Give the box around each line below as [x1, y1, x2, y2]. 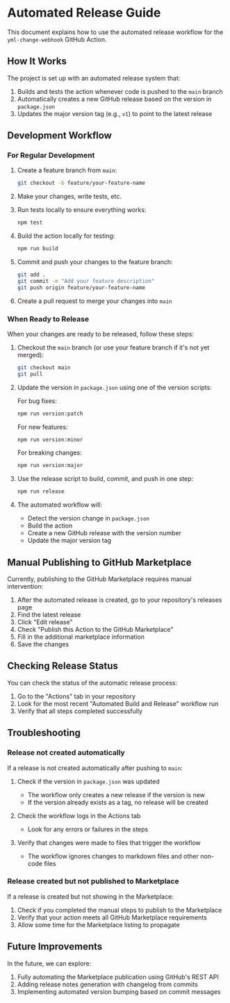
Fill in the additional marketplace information [17, 633, 145, 641]
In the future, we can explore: [7, 959, 92, 968]
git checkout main [17, 364, 71, 371]
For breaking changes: [17, 448, 82, 457]
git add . [17, 271, 47, 279]
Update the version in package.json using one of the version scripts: [17, 383, 212, 391]
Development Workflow [7, 130, 113, 142]
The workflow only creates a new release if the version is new [27, 790, 205, 799]
